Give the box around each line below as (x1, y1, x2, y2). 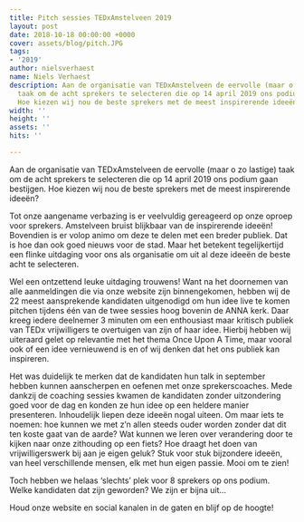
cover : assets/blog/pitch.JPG (9, 38, 124, 48)
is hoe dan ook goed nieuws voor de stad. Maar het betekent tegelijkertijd (9, 239, 284, 250)
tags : (9, 47, 30, 56)
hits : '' (9, 131, 43, 140)
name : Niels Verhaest (9, 72, 91, 82)
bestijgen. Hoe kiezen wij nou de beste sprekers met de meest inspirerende (9, 183, 291, 194)
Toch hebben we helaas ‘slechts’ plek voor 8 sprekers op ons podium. (9, 475, 271, 486)
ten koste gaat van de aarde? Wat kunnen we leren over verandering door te (9, 428, 293, 440)
